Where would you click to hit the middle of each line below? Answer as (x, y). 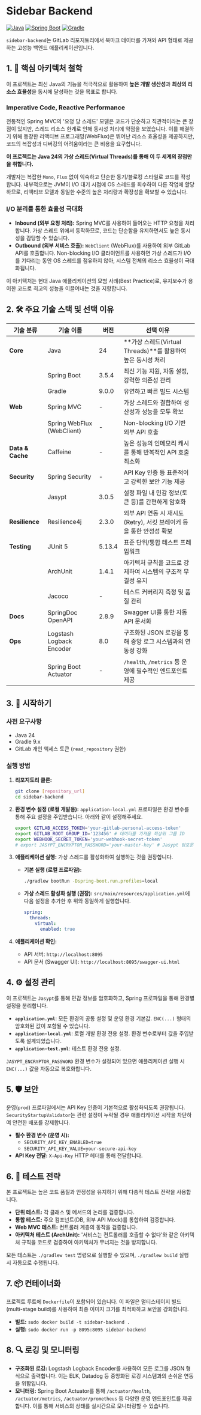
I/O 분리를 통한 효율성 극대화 (45, 208)
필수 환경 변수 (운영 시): (42, 1135)
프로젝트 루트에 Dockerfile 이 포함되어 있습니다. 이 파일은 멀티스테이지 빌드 (94, 1301)
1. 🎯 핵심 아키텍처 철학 (44, 68)
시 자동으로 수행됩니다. (33, 1262)
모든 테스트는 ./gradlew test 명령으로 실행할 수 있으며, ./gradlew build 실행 (98, 1255)
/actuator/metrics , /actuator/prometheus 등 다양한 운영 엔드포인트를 (98, 1398)
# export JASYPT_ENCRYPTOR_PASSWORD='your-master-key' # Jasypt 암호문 (104, 845)
